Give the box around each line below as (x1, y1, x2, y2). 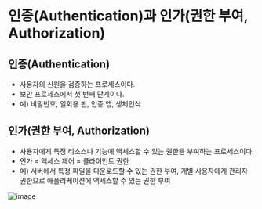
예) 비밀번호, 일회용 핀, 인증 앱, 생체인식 (19, 99, 141, 108)
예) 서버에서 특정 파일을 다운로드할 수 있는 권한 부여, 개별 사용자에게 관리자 (19, 166, 249, 175)
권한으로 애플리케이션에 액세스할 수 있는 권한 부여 (19, 175, 171, 185)
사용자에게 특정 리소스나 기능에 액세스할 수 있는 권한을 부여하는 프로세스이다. (19, 146, 255, 156)
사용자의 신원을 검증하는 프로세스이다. (19, 80, 136, 88)
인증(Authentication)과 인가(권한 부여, (8, 7, 249, 25)
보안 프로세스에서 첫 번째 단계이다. (19, 89, 125, 99)
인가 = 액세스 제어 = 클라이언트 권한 (19, 156, 129, 165)
